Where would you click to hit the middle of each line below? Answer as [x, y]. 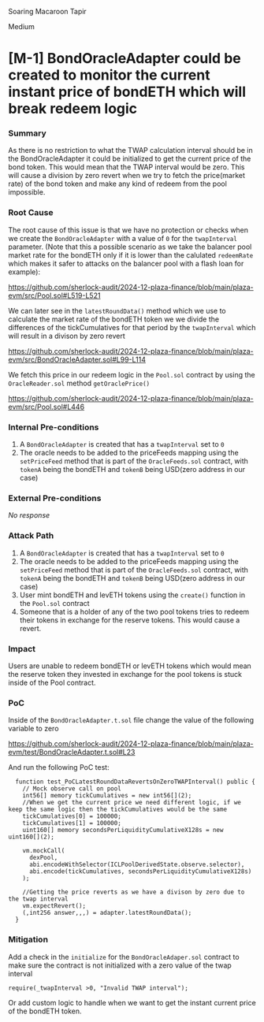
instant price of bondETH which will [127, 92]
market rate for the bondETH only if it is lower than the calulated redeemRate [131, 255]
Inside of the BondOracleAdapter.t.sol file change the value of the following [131, 720]
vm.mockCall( [44, 851]
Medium [22, 26]
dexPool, [43, 858]
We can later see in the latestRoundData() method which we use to [117, 310]
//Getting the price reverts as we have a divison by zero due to [134, 892]
